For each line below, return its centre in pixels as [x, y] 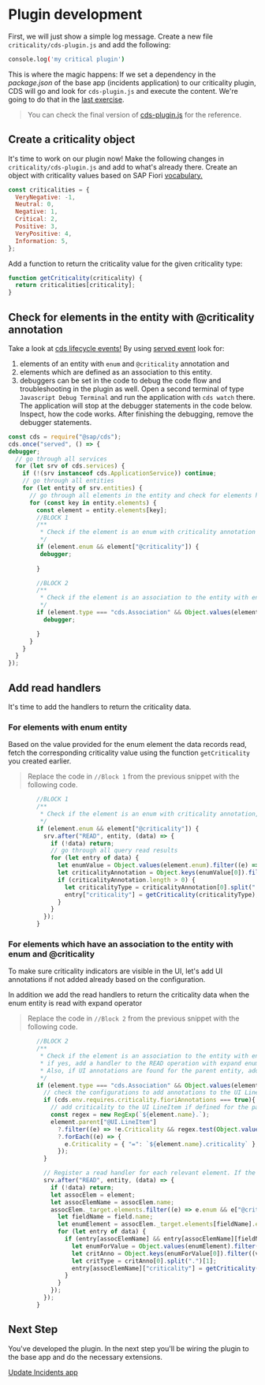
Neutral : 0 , [35, 204]
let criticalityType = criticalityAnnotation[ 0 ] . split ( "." [163, 887]
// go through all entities [68, 481]
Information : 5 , [42, 241]
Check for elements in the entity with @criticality [131, 317]
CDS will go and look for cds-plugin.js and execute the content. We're [123, 91]
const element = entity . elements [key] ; [102, 510]
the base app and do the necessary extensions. [86, 1357]
